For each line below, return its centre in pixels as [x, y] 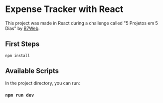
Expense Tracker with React [64, 9]
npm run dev [20, 95]
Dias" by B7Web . [22, 28]
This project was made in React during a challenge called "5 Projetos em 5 [81, 23]
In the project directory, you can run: [43, 83]
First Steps [22, 44]
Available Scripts [32, 71]
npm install [17, 55]
